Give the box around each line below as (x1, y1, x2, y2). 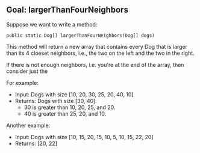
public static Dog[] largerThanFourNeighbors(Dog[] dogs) (6, 33, 155, 39)
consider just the (6, 67, 48, 75)
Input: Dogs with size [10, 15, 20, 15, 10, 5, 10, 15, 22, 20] (14, 133, 154, 140)
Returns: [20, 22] (14, 140, 58, 147)
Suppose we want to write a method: (6, 20, 98, 28)
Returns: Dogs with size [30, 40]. (14, 97, 98, 104)
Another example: (6, 122, 51, 129)
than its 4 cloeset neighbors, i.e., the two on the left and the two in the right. (6, 49, 195, 57)
